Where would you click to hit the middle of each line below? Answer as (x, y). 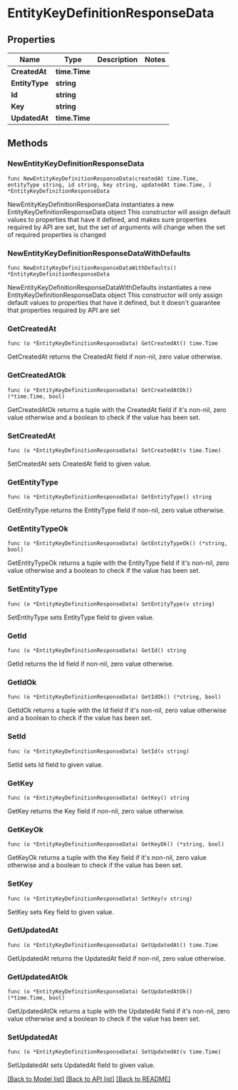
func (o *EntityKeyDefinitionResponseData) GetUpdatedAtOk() (100, 992)
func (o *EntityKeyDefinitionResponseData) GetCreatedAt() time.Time (113, 344)
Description (118, 60)
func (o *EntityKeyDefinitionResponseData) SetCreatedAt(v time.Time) (114, 450)
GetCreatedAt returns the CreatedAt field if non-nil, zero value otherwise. (115, 357)
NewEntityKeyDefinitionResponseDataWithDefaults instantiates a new (109, 287)
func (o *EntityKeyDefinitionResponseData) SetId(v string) (99, 751)
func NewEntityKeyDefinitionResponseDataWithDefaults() (92, 268)
